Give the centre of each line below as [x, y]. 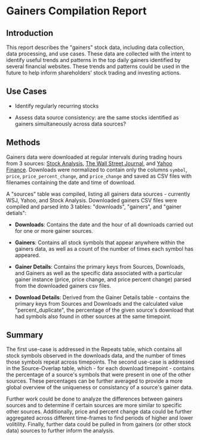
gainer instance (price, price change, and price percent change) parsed [103, 279]
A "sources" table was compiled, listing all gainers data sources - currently [98, 194]
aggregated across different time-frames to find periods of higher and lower [100, 418]
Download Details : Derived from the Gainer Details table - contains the [102, 297]
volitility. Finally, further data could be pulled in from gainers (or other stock [99, 424]
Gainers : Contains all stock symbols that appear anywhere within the [100, 242]
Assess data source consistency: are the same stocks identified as [97, 117]
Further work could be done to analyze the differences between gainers [95, 399]
